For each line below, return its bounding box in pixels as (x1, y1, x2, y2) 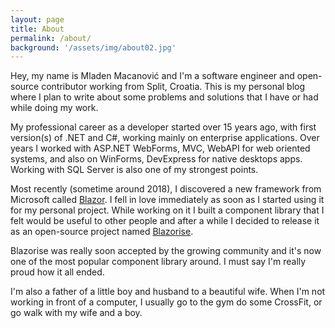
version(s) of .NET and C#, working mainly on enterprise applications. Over (10, 132, 320, 144)
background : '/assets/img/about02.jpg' (10, 42, 177, 53)
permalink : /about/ (10, 33, 92, 43)
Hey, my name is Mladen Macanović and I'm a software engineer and (10, 70, 295, 82)
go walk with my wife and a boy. (10, 307, 143, 319)
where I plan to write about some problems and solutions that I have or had (10, 91, 319, 103)
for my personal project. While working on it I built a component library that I (10, 204, 325, 216)
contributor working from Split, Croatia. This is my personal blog (41, 81, 306, 93)
